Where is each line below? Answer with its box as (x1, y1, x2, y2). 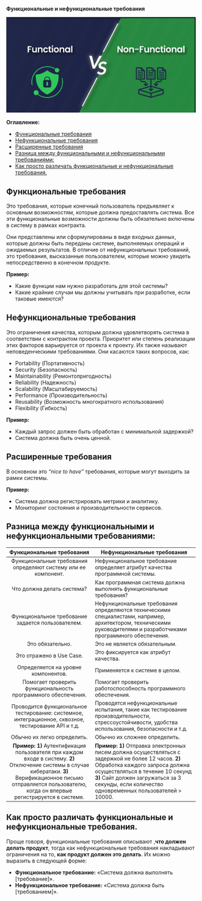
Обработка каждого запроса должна (94, 761, 190, 768)
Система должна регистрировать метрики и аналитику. (14, 497, 159, 505)
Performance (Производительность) (14, 392, 108, 399)
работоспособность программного (94, 684, 186, 692)
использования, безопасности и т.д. (94, 725, 188, 732)
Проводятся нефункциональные (94, 699, 177, 707)
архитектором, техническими (94, 619, 171, 626)
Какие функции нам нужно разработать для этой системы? (14, 282, 168, 290)
